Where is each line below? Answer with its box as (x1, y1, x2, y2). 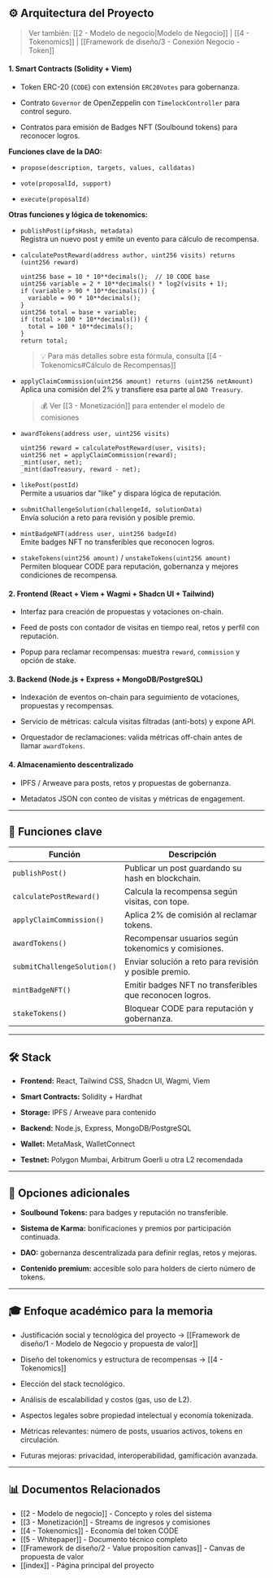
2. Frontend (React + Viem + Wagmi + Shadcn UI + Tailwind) (8, 589, 214, 599)
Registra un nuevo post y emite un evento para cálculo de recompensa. (19, 234, 259, 244)
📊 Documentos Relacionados (8, 1483, 161, 1497)
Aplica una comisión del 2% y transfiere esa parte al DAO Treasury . (19, 385, 243, 394)
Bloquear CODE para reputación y (124, 1003, 254, 1014)
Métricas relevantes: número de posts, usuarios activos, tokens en (19, 1426, 243, 1436)
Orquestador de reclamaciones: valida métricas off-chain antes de (19, 732, 243, 743)
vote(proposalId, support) (19, 180, 112, 188)
